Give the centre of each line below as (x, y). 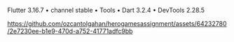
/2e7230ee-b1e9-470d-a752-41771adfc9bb (70, 31)
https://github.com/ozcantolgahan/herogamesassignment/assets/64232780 (117, 23)
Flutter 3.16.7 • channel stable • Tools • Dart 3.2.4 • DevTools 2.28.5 (106, 10)
